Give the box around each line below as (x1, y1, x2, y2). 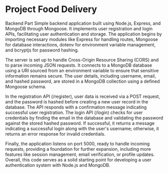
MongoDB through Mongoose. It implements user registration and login (5, 25, 153, 31)
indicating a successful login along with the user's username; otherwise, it (5, 125, 159, 132)
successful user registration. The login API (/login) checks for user (5, 109, 143, 116)
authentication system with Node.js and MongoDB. (5, 162, 111, 168)
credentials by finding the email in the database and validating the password (5, 114, 163, 121)
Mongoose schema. (5, 83, 47, 89)
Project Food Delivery (5, 4, 97, 15)
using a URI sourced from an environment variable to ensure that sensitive (5, 67, 159, 74)
